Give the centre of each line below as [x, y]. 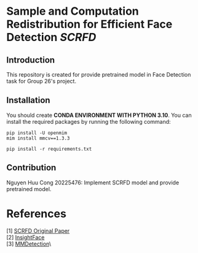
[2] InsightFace [26, 237]
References [36, 213]
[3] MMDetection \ [29, 244]
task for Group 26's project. [42, 81]
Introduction [31, 60]
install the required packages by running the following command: [89, 121]
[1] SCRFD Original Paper [38, 230]
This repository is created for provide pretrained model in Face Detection [99, 74]
